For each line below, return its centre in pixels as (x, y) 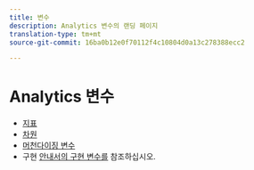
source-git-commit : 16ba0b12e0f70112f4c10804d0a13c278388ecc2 (127, 42)
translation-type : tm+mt (55, 34)
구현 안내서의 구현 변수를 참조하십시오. (89, 157)
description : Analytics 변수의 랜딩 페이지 (84, 26)
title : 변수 (30, 17)
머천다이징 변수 (49, 146)
